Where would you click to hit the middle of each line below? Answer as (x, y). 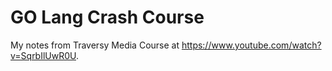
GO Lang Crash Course (107, 17)
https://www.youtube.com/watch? (251, 45)
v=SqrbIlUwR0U (43, 55)
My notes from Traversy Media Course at (95, 45)
